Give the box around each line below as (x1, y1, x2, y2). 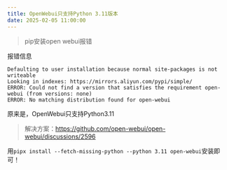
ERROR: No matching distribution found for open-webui (7, 96, 171, 104)
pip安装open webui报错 (24, 36, 92, 45)
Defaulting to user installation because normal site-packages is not (7, 66, 218, 73)
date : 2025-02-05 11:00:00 (7, 17, 86, 24)
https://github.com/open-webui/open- (55, 124, 166, 133)
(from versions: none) (25, 90, 92, 97)
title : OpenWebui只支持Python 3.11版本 (7, 10, 118, 17)
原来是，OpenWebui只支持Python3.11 (7, 109, 114, 118)
